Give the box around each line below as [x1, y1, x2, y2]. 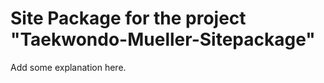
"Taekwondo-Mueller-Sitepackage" [10, 28, 316, 51]
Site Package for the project [10, 7, 247, 30]
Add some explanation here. [10, 61, 127, 73]
